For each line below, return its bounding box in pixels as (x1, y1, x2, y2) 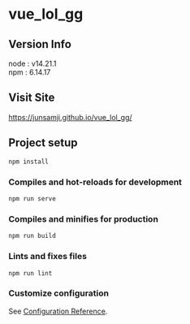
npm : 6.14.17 (8, 67, 51, 77)
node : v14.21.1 (8, 58, 57, 68)
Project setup (8, 136, 79, 150)
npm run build (8, 232, 57, 240)
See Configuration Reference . (8, 306, 108, 316)
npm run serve (8, 194, 57, 203)
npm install (8, 158, 49, 166)
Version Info (8, 37, 71, 51)
